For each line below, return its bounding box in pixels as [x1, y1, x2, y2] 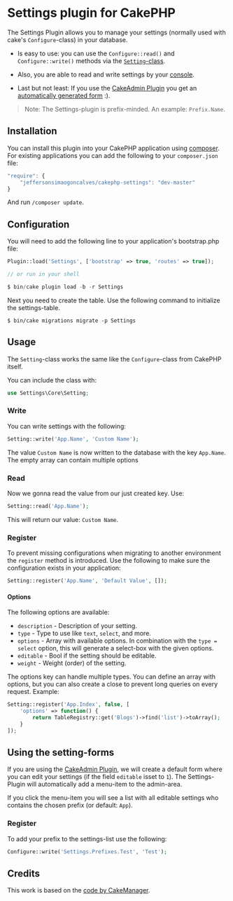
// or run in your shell [7, 271, 80, 278]
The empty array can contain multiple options [7, 455, 139, 464]
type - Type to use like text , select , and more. [17, 629, 152, 638]
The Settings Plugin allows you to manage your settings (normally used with [7, 28, 226, 36]
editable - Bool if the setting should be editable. [17, 651, 157, 660]
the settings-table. [7, 303, 61, 312]
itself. [7, 362, 23, 371]
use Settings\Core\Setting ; [7, 389, 90, 396]
